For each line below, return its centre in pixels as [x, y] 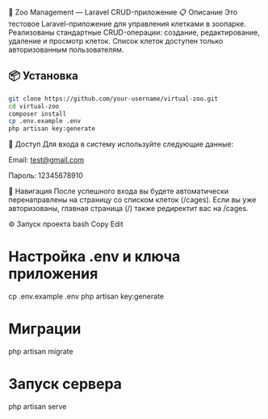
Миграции [45, 329]
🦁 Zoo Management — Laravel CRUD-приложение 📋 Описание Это [123, 12]
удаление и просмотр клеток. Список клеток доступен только [116, 41]
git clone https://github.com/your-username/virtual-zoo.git [113, 99]
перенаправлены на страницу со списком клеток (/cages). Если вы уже [132, 200]
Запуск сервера [65, 384]
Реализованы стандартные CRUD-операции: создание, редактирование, [134, 32]
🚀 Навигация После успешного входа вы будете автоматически [119, 191]
